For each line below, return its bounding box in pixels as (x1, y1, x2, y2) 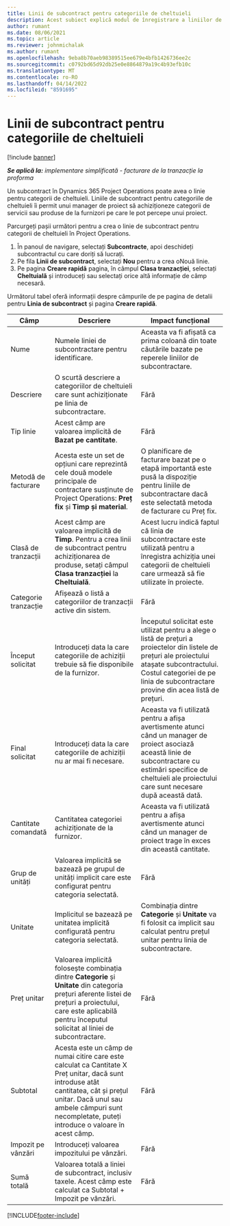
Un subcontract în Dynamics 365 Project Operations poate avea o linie (7, 187, 205, 195)
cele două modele (54, 468, 113, 477)
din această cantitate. (140, 845, 210, 854)
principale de (54, 477, 97, 486)
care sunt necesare (140, 782, 203, 792)
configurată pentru (54, 927, 115, 936)
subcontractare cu (140, 756, 201, 766)
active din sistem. (54, 605, 111, 615)
